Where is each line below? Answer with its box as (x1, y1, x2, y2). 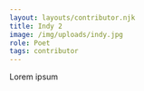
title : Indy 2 (9, 22, 63, 31)
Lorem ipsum (9, 71, 59, 82)
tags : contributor (9, 47, 79, 56)
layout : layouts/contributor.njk (9, 13, 136, 23)
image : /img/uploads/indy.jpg (9, 30, 124, 39)
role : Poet (9, 38, 51, 48)
